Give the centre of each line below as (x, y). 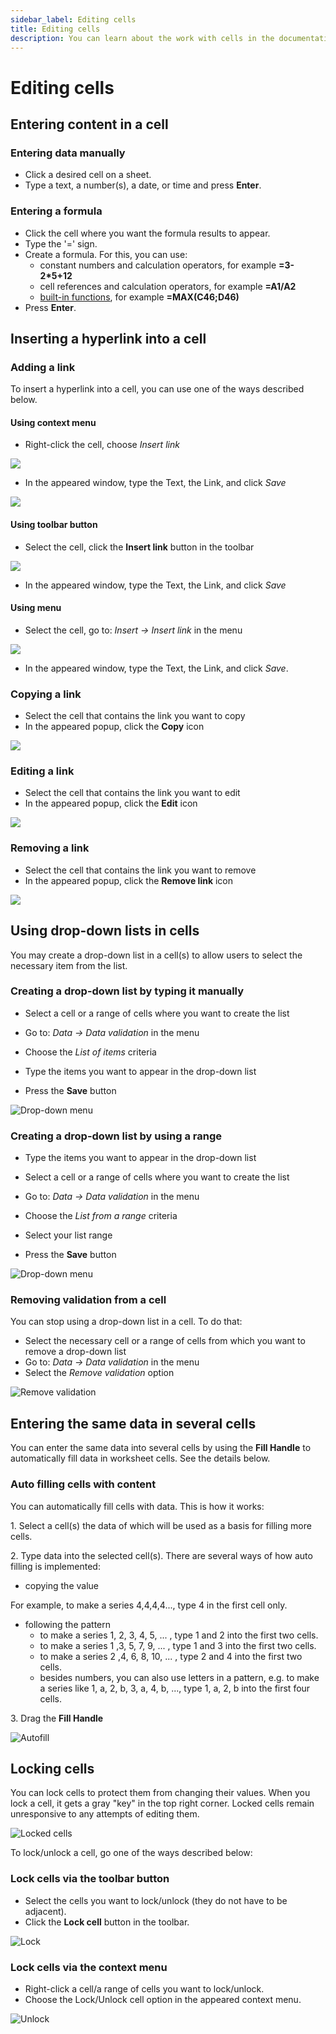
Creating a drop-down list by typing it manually (127, 991)
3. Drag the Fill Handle (57, 1718)
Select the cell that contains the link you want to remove (140, 870)
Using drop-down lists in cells (105, 931)
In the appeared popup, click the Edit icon (111, 803)
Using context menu (53, 422)
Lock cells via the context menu (89, 1967)
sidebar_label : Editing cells (73, 19)
